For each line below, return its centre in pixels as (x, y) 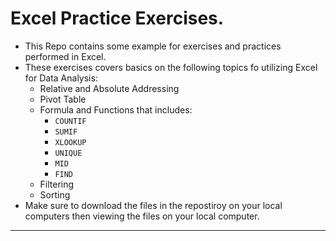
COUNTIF (70, 121)
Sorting (55, 194)
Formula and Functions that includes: (116, 109)
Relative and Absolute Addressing (109, 88)
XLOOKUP (70, 142)
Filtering (57, 184)
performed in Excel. (65, 56)
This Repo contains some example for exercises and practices (153, 46)
